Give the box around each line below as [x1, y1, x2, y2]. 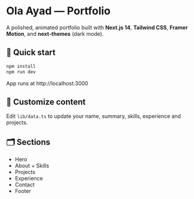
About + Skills [14, 162, 50, 169]
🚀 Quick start [6, 48, 56, 58]
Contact [14, 181, 35, 188]
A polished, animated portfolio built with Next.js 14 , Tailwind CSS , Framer [6, 24, 188, 31]
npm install [6, 63, 36, 69]
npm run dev [6, 69, 36, 75]
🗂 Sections [6, 137, 51, 147]
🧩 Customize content [6, 97, 86, 107]
